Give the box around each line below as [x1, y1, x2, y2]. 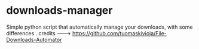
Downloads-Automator [6, 36, 62, 43]
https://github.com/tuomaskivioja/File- [72, 29, 167, 36]
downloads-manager [6, 4, 113, 17]
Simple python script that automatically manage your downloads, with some [6, 23, 193, 30]
